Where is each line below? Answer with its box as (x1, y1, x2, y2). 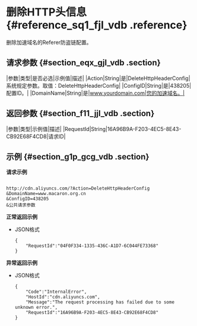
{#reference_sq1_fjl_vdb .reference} (6, 18, 188, 32)
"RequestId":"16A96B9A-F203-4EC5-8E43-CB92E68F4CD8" (26, 309, 159, 316)
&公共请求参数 (6, 202, 36, 208)
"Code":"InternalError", (26, 289, 87, 295)
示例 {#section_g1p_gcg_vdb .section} (6, 152, 150, 162)
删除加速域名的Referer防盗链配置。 (6, 39, 92, 46)
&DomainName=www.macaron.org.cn (6, 191, 86, 197)
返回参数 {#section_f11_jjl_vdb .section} (6, 108, 155, 119)
